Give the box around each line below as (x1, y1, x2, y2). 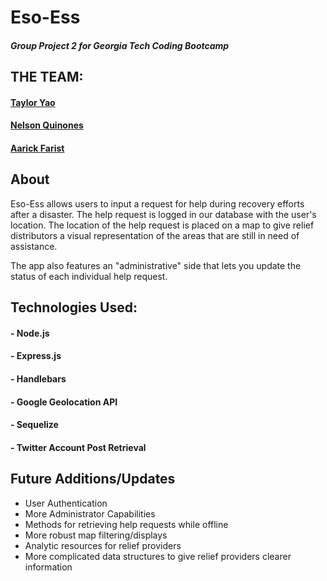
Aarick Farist (10, 142, 65, 154)
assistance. (10, 240, 58, 252)
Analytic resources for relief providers (24, 539, 182, 551)
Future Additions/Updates (10, 471, 176, 488)
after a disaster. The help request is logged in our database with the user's (10, 208, 317, 220)
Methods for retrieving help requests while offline (24, 518, 229, 530)
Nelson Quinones (10, 119, 84, 131)
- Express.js (10, 350, 62, 362)
